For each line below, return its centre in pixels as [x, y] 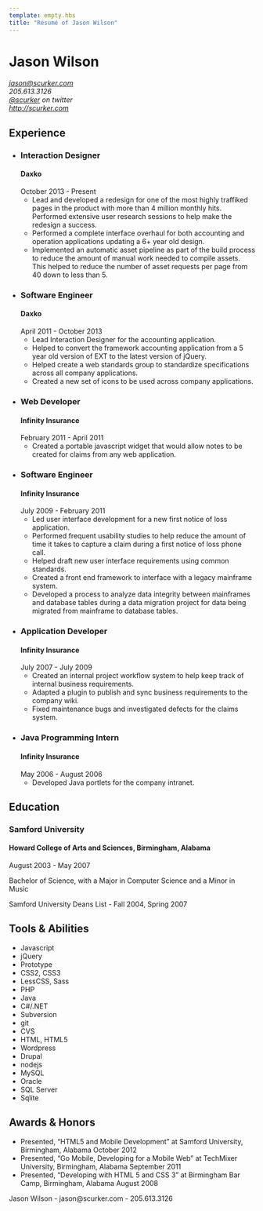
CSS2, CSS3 [40, 972]
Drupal [31, 1056]
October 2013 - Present [58, 191]
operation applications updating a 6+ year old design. [118, 241]
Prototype [36, 964]
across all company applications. [85, 373]
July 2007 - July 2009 [56, 667]
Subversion [38, 1014]
